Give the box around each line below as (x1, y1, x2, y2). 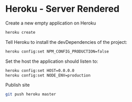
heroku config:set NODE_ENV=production (5, 72, 91, 78)
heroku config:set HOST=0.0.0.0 (5, 68, 74, 73)
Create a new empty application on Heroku (5, 20, 96, 26)
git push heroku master (5, 92, 56, 97)
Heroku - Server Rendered (5, 3, 120, 15)
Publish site (5, 82, 30, 88)
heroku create (5, 30, 36, 35)
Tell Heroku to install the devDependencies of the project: (5, 39, 127, 45)
